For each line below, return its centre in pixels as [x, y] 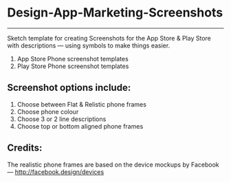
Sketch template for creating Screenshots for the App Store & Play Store [109, 38]
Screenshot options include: [69, 88]
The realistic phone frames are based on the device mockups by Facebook [113, 164]
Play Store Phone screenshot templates [73, 66]
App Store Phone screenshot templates [73, 58]
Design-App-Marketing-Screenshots [115, 13]
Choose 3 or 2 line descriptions [62, 119]
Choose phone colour [48, 111]
